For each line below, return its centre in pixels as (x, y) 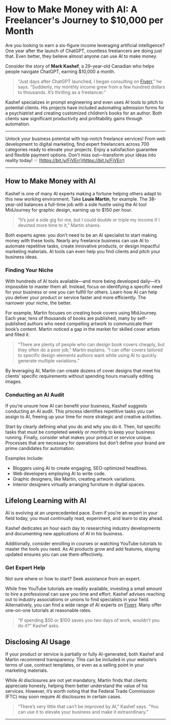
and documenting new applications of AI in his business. (64, 534)
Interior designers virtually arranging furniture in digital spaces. (79, 485)
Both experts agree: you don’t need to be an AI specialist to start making (81, 235)
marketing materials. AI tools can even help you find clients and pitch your (83, 251)
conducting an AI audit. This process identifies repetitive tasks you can (80, 411)
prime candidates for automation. (40, 448)
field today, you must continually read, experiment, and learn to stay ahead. (84, 518)
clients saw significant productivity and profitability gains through (74, 118)
